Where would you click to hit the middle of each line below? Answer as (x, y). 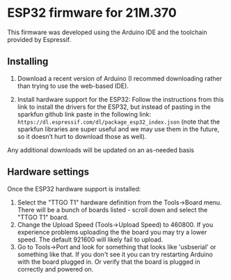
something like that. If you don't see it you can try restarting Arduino (115, 254)
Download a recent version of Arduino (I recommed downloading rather (120, 78)
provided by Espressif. (39, 39)
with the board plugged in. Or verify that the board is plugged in (109, 261)
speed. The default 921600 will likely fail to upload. (90, 240)
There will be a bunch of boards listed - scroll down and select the (112, 209)
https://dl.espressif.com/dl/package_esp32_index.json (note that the (119, 121)
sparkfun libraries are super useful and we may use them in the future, (118, 129)
